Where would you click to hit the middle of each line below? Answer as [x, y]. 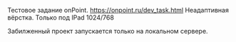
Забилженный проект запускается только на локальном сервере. [108, 31]
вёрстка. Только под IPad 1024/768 [61, 17]
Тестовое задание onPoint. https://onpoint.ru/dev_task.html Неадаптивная [118, 10]
